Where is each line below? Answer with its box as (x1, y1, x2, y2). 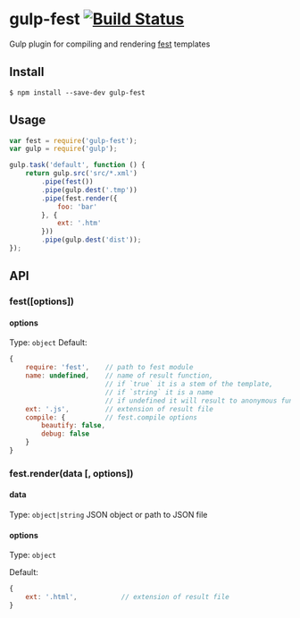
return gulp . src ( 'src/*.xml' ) (25, 169, 138, 178)
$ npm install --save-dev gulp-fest (9, 88, 146, 97)
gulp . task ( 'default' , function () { (9, 161, 146, 170)
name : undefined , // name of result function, (25, 371, 214, 380)
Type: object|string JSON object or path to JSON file (9, 510, 208, 521)
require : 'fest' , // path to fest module (25, 363, 194, 372)
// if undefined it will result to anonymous (104, 396, 278, 405)
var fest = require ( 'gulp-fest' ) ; (9, 136, 138, 145)
